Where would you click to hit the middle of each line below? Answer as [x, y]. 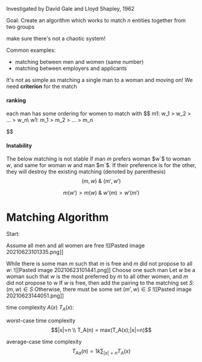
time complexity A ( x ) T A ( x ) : [40, 308]
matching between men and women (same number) [79, 62]
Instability [19, 145]
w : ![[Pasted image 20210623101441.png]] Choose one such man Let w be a [101, 270]
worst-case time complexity [41, 321]
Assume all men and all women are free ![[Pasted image [76, 246]
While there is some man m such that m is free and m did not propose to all [99, 264]
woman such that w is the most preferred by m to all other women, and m [97, 276]
